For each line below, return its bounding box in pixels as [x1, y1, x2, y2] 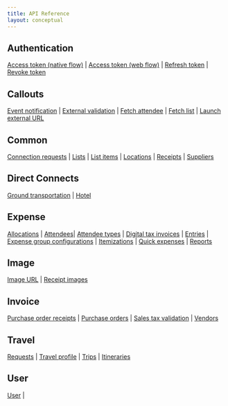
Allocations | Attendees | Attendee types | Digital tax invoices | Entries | [7, 230, 209, 238]
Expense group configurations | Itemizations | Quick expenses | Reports [7, 237, 213, 245]
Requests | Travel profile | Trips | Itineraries [7, 353, 131, 361]
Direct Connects [7, 173, 80, 185]
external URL [7, 114, 44, 122]
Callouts [7, 88, 44, 100]
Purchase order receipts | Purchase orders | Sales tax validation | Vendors [7, 314, 219, 323]
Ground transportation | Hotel [7, 191, 91, 199]
